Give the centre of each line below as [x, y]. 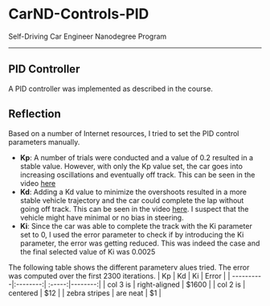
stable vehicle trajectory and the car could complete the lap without [132, 200]
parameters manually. [44, 142]
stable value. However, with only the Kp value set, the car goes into [131, 166]
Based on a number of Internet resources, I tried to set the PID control [124, 133]
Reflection [35, 114]
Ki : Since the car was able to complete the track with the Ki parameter [136, 225]
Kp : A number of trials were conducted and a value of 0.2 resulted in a [137, 157]
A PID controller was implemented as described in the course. [110, 89]
